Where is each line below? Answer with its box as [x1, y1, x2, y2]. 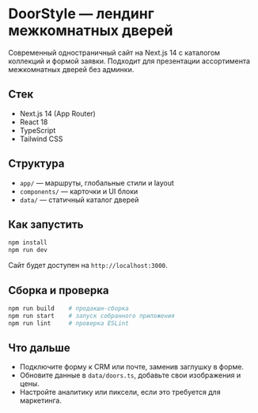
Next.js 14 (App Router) [19, 109, 97, 118]
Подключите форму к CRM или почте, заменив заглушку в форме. [19, 362, 244, 372]
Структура [8, 157, 65, 170]
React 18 [19, 117, 48, 127]
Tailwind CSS [19, 134, 63, 143]
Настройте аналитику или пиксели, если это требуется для [19, 388, 221, 397]
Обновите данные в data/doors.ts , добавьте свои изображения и [19, 370, 241, 380]
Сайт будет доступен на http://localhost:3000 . [8, 261, 168, 270]
